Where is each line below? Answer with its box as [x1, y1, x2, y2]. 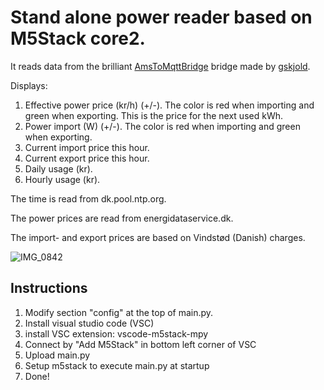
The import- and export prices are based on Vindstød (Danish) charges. [10, 231, 306, 243]
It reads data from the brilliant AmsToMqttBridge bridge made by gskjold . [10, 60, 311, 72]
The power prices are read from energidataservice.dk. [10, 212, 234, 224]
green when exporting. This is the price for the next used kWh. [24, 109, 283, 121]
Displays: [10, 79, 48, 91]
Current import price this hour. [24, 141, 150, 153]
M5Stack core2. [10, 27, 146, 50]
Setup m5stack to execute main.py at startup [24, 359, 210, 371]
